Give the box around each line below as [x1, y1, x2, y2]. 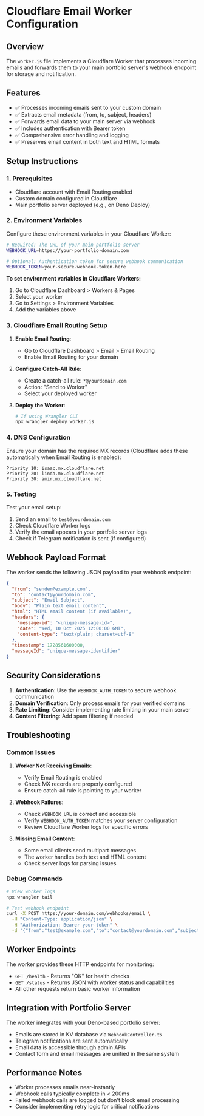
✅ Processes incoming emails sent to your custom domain [15, 104, 161, 111]
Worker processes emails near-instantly [15, 1084, 115, 1091]
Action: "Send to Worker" [24, 383, 88, 390]
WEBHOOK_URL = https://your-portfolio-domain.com [6, 247, 129, 253]
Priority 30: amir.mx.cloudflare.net [6, 475, 102, 482]
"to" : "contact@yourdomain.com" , [12, 591, 97, 597]
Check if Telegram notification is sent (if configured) [15, 534, 146, 542]
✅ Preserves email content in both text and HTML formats [15, 138, 160, 145]
